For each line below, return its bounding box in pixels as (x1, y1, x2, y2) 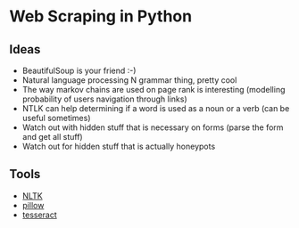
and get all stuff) (21, 132, 83, 142)
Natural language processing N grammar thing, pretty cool (21, 75, 237, 85)
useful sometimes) (21, 113, 91, 123)
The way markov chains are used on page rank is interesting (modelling (21, 85, 286, 94)
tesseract (21, 209, 58, 220)
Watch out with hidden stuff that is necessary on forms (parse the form (21, 122, 284, 133)
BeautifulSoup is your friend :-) (21, 65, 137, 76)
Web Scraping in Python (9, 6, 193, 27)
